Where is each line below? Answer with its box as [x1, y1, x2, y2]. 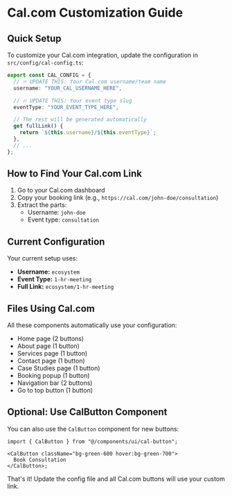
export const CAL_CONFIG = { [7, 72, 91, 78]
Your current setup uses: [7, 254, 78, 263]
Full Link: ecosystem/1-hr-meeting [17, 283, 114, 291]
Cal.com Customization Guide [7, 5, 184, 21]
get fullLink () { [13, 123, 64, 130]
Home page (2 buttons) [17, 335, 84, 343]
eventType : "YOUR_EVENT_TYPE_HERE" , [13, 104, 119, 110]
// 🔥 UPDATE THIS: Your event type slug [13, 97, 132, 104]
